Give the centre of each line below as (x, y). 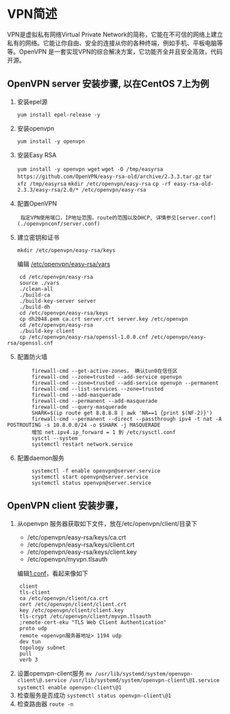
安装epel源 (32, 102)
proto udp (34, 628)
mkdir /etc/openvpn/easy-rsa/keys (66, 250)
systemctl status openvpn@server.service (92, 483)
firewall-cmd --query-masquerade (79, 407)
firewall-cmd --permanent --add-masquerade (94, 401)
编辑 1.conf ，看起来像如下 (53, 573)
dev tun (30, 642)
